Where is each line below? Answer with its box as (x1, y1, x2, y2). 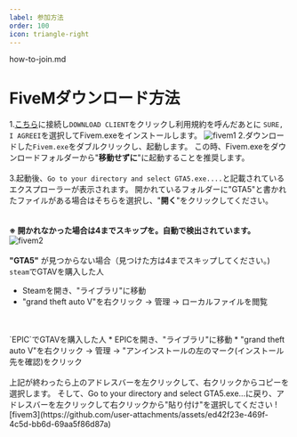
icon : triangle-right (9, 29, 90, 38)
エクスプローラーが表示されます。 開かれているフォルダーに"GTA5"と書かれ (9, 184, 287, 195)
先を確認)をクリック (9, 357, 83, 368)
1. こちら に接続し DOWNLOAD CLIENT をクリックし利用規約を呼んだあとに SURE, (9, 119, 284, 130)
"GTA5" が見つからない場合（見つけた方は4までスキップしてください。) (9, 255, 271, 266)
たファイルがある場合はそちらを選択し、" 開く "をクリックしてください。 (9, 195, 274, 206)
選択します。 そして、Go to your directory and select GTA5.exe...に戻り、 (9, 388, 277, 399)
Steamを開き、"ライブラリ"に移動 (21, 286, 147, 296)
